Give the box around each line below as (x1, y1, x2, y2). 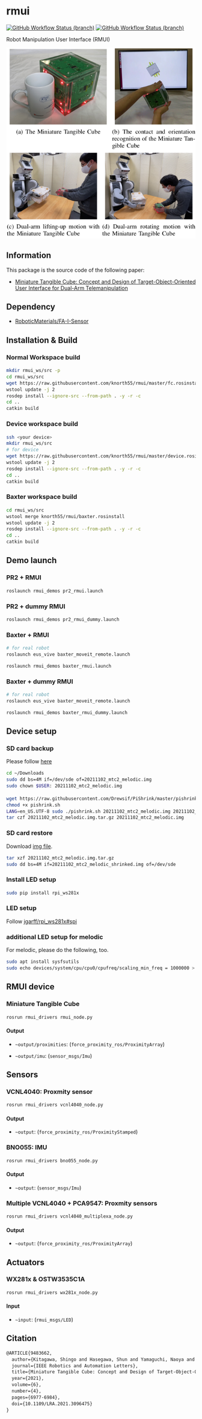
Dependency (6, 302, 55, 312)
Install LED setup (6, 876, 57, 884)
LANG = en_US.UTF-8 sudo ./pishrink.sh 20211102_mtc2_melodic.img (6, 808, 171, 814)
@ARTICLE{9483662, (6, 1350, 52, 1356)
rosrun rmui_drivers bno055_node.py (6, 1158, 98, 1164)
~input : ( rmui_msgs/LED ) (14, 1316, 74, 1323)
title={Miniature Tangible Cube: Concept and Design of (11, 1369, 155, 1375)
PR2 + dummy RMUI (6, 602, 66, 611)
